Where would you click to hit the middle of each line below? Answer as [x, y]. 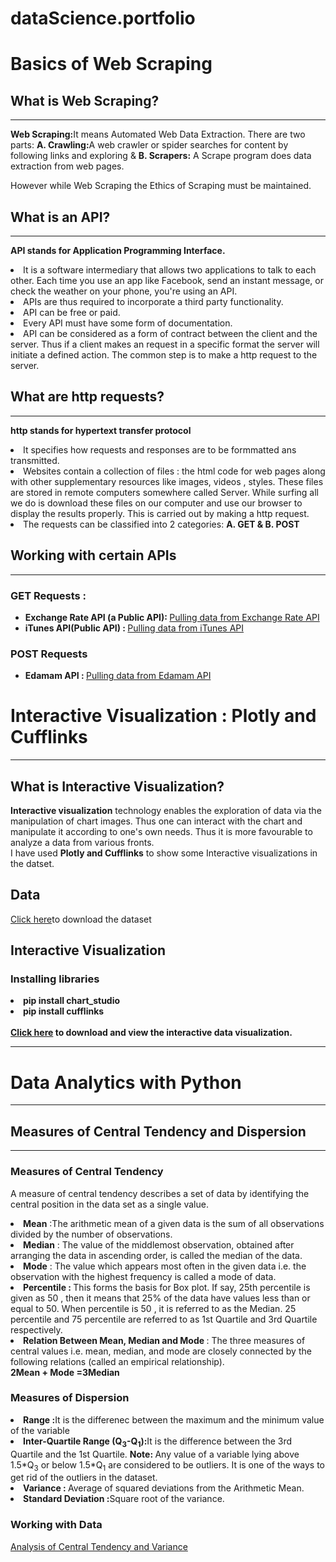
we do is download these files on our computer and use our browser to [156, 503]
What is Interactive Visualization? [117, 786]
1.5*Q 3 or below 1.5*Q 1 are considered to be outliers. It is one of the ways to [167, 1465]
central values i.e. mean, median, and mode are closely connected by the [161, 1351]
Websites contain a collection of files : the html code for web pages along [174, 471]
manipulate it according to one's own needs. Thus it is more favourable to [161, 831]
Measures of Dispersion [70, 1398]
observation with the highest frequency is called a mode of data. [143, 1276]
